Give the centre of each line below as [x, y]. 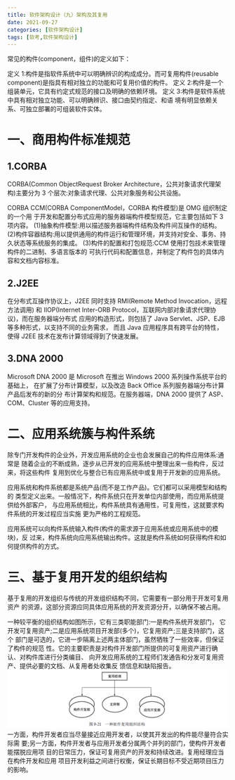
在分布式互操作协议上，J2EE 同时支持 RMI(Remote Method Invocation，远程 [117, 301]
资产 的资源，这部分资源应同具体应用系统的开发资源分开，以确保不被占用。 [116, 607]
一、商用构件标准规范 [69, 140]
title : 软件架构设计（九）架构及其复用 [58, 15]
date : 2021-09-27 [33, 22]
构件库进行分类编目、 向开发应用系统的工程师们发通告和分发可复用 [122, 657]
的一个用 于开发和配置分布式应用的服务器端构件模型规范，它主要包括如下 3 [115, 217]
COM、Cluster [28, 403]
